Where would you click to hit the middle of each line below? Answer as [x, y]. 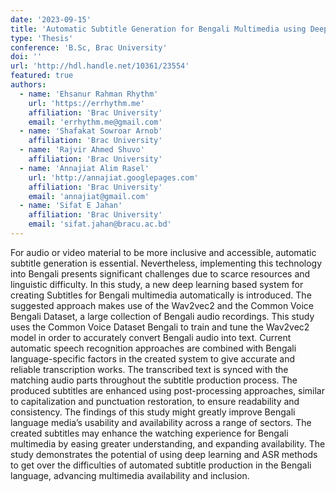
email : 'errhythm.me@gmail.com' [95, 122]
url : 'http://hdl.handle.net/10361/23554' [100, 66]
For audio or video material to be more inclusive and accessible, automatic [163, 252]
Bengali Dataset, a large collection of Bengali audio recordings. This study [162, 316]
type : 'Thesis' [42, 38]
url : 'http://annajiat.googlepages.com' [113, 177]
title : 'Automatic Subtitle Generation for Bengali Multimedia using [158, 29]
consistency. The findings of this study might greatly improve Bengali [153, 412]
